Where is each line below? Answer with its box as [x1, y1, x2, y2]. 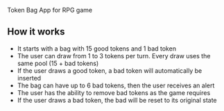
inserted [17, 74, 42, 82]
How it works [7, 26, 65, 37]
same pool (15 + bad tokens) [17, 59, 99, 67]
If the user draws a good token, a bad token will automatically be [17, 66, 203, 75]
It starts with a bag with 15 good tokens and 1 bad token [17, 44, 177, 53]
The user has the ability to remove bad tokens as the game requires [17, 88, 211, 96]
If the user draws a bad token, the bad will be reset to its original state [17, 96, 217, 104]
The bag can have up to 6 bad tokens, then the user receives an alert [17, 81, 215, 89]
